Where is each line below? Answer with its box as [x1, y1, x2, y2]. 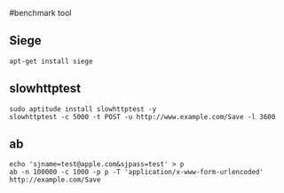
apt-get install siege [9, 57, 93, 66]
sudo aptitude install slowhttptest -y [9, 104, 157, 114]
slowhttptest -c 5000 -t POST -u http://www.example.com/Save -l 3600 [9, 112, 276, 121]
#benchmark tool [9, 8, 73, 18]
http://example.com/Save [9, 175, 101, 185]
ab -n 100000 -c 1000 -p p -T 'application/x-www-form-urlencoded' [9, 168, 264, 177]
